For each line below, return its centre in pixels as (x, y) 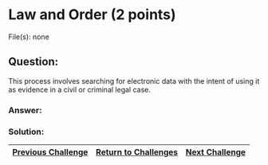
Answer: (25, 110)
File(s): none (29, 37)
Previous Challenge (50, 151)
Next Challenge (215, 151)
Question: (33, 62)
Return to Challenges (136, 151)
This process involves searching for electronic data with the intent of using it (134, 81)
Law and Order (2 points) (93, 15)
